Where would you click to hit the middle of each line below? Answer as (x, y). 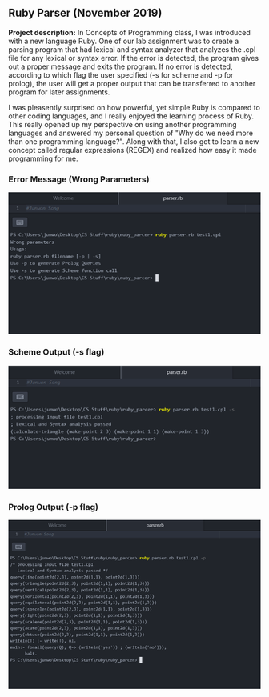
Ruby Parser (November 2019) (85, 13)
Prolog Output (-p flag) (53, 507)
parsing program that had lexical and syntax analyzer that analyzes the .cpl (132, 49)
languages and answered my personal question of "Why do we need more (131, 133)
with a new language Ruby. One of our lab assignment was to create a (124, 41)
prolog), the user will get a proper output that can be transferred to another (132, 83)
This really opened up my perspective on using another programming (123, 124)
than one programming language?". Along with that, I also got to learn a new (134, 141)
